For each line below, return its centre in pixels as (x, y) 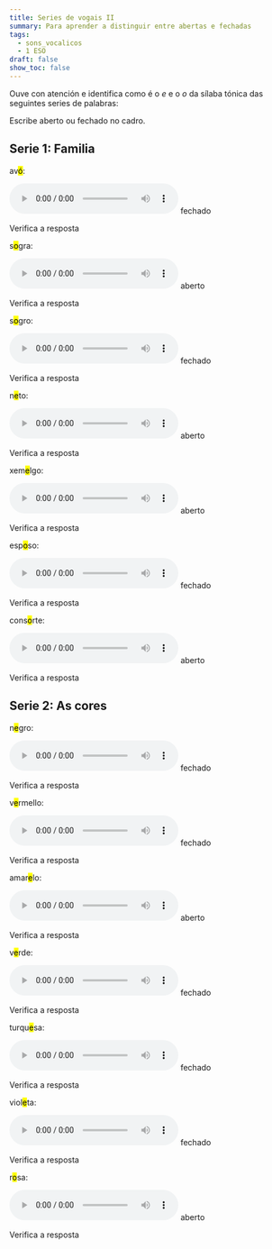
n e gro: (22, 727)
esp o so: (24, 545)
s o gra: (21, 245)
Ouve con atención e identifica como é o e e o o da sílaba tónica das (136, 93)
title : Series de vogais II (62, 18)
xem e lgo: (27, 470)
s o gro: (21, 320)
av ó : (17, 170)
